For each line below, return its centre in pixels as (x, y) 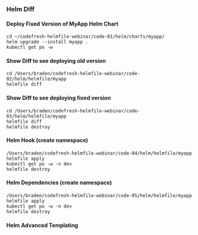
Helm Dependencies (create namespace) (59, 183)
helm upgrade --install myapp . (47, 42)
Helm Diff (20, 9)
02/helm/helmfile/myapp (37, 79)
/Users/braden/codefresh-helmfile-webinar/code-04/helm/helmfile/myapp (99, 153)
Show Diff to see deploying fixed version (59, 98)
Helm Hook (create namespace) (47, 140)
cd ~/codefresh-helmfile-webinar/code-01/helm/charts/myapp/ (86, 37)
